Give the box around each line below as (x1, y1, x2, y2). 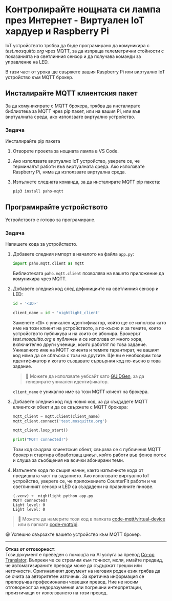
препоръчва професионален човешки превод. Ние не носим (5, 579, 139, 585)
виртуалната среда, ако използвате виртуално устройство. (5, 113, 136, 120)
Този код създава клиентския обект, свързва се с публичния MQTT (12, 447, 161, 453)
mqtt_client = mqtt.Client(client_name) (12, 414, 100, 419)
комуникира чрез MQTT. (12, 276, 67, 282)
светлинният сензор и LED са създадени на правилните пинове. (12, 483, 154, 490)
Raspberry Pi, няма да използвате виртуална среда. (12, 169, 126, 175)
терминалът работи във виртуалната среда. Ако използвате (12, 163, 145, 170)
